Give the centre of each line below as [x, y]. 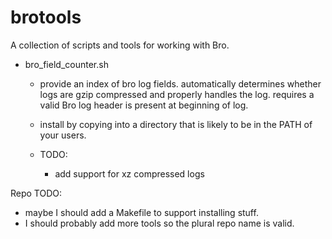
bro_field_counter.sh [66, 64]
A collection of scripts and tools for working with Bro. [120, 45]
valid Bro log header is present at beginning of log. [144, 105]
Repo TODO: [36, 193]
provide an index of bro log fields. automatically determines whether [180, 83]
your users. [63, 135]
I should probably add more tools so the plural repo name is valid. [159, 223]
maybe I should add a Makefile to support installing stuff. [141, 212]
